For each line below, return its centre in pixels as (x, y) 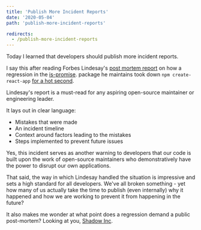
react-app (19, 82)
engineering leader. (30, 99)
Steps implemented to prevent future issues (69, 141)
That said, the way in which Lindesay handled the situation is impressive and (101, 177)
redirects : (20, 34)
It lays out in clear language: (41, 110)
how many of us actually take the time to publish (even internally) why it (95, 190)
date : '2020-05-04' (31, 17)
